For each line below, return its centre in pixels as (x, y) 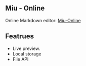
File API (20, 59)
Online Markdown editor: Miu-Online (43, 20)
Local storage (27, 54)
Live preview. (26, 48)
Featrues (20, 37)
